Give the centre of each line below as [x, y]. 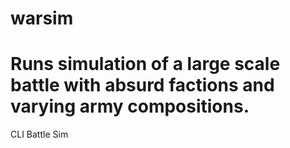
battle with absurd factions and [142, 85]
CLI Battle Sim [39, 134]
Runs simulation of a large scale [145, 64]
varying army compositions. [130, 106]
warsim [42, 18]
